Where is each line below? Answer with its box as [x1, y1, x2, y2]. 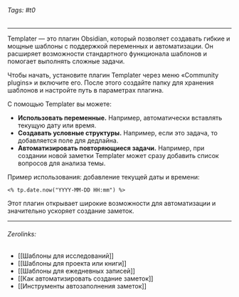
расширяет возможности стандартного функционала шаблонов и [7, 50, 208, 58]
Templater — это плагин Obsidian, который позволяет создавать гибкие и [7, 34, 230, 43]
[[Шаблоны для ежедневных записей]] [17, 267, 135, 276]
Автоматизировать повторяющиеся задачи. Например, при [17, 144, 205, 152]
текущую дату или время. [17, 121, 97, 130]
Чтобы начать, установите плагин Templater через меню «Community [7, 71, 219, 80]
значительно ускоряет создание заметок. [7, 207, 134, 215]
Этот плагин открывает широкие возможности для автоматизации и [7, 199, 216, 208]
